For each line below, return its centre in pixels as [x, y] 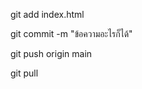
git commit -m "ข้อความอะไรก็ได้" [71, 33]
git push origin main [51, 53]
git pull [24, 73]
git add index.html [47, 14]
